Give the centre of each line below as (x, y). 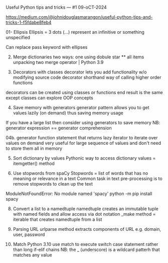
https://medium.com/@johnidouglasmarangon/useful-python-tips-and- (79, 17)
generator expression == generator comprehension (59, 128)
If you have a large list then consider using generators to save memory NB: (83, 122)
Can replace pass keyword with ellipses (47, 47)
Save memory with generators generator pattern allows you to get (81, 107)
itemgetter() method (34, 163)
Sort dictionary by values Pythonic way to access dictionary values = (84, 158)
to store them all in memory (34, 148)
